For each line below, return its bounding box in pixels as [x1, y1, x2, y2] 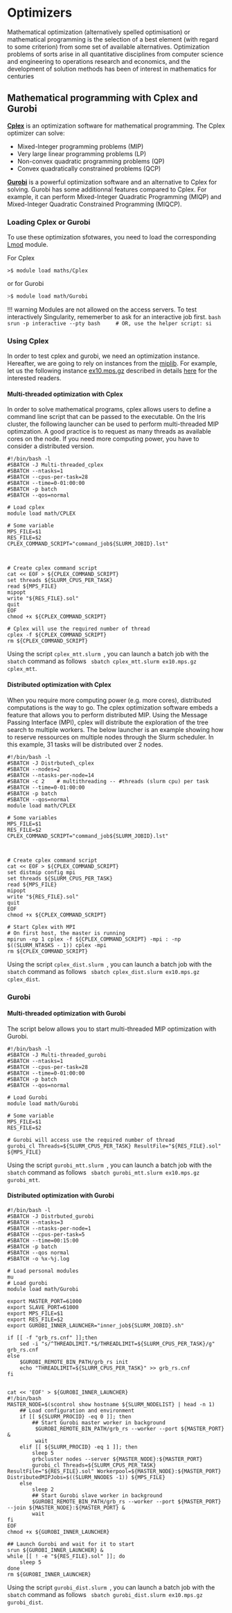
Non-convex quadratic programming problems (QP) [17, 157, 165, 165]
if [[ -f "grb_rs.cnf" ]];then [7, 1334, 98, 1341]
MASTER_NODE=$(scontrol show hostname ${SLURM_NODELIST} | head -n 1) [7, 1401, 215, 1408]
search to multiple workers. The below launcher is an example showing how [7, 725, 224, 733]
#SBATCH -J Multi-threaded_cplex [7, 461, 104, 469]
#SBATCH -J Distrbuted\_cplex [7, 760, 95, 767]
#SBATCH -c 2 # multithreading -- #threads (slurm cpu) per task [7, 778, 209, 785]
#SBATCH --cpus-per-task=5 [7, 1231, 85, 1238]
